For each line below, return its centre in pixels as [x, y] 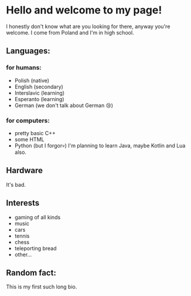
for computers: [28, 121]
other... [23, 254]
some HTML [29, 139]
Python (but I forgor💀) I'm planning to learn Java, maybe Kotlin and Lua [100, 145]
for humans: [24, 68]
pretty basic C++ [35, 133]
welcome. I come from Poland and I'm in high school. [70, 32]
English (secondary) [39, 87]
